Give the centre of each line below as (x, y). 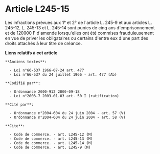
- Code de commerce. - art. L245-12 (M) (51, 134)
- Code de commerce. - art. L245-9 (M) (50, 147)
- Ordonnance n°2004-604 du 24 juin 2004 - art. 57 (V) (68, 113)
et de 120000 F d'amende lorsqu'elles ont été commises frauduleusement (80, 33)
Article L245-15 (37, 9)
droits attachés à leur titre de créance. (44, 43)
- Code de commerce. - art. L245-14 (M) (51, 143)
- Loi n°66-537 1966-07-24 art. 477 (47, 70)
